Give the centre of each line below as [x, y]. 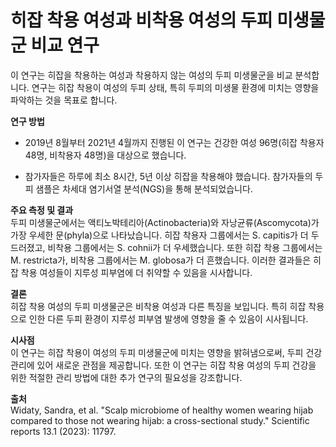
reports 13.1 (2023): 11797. [63, 431]
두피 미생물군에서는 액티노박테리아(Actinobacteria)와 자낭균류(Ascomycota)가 [165, 222]
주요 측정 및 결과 [42, 210]
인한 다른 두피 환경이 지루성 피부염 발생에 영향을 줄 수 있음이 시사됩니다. [168, 318]
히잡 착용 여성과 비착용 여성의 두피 [141, 20]
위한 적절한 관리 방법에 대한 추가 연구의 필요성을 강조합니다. [126, 377]
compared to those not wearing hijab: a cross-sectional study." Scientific [160, 420]
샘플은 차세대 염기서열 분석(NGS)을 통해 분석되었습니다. [144, 188]
